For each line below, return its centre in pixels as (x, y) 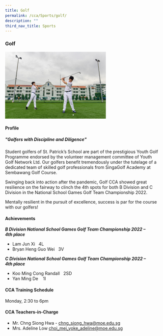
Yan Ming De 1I (29, 279)
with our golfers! (22, 207)
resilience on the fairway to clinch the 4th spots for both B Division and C (79, 187)
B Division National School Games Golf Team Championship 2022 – (75, 229)
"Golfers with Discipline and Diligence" (46, 139)
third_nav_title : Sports (30, 26)
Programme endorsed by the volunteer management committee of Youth (79, 157)
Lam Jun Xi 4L (28, 244)
